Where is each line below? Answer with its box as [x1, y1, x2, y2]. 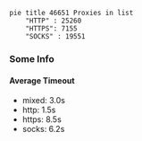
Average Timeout [9, 75, 75, 85]
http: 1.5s [21, 104, 56, 116]
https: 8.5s [21, 114, 63, 125]
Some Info [9, 52, 55, 65]
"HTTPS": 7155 [25, 24, 78, 33]
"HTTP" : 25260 [25, 16, 82, 25]
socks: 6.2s [21, 124, 65, 135]
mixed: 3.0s [21, 95, 65, 106]
